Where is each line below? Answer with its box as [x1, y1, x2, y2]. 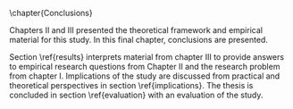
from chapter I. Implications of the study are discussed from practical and [9, 71, 280, 81]
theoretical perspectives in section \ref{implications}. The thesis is [9, 80, 254, 90]
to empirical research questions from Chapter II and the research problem [9, 62, 280, 71]
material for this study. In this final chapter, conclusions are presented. [9, 35, 268, 45]
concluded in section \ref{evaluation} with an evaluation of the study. [9, 89, 264, 100]
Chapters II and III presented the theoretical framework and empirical [9, 25, 264, 35]
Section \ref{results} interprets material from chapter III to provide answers [9, 52, 284, 62]
